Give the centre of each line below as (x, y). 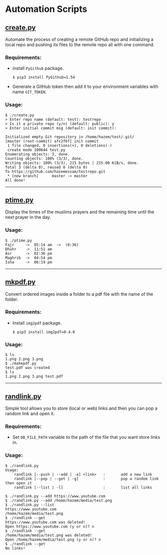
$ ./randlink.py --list (30, 505)
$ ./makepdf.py (21, 363)
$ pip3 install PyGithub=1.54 (44, 77)
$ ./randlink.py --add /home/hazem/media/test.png (59, 500)
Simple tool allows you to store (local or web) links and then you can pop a (81, 408)
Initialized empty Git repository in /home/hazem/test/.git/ (70, 137)
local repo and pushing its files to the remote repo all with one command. (80, 45)
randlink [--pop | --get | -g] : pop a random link (86, 479)
